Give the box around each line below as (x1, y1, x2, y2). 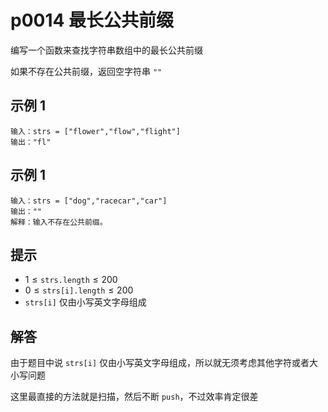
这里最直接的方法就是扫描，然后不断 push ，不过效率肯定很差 (10, 391, 259, 403)
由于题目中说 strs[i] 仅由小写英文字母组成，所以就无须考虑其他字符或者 (10, 357, 310, 369)
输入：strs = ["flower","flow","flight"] (10, 126, 181, 136)
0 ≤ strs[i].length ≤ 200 (24, 284, 134, 296)
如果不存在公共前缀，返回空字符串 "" (10, 65, 163, 77)
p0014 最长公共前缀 (10, 9, 175, 32)
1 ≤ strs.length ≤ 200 (24, 274, 118, 286)
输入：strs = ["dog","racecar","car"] (10, 196, 168, 206)
